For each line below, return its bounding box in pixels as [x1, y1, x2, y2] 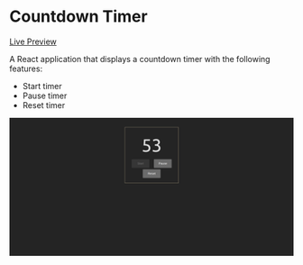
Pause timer [22, 90, 68, 101]
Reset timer [22, 99, 66, 110]
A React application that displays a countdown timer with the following [9, 53, 271, 64]
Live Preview [9, 36, 57, 47]
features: [9, 63, 43, 74]
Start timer [22, 80, 62, 91]
